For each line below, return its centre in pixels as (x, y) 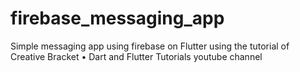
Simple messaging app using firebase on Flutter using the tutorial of (150, 46)
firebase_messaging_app (117, 18)
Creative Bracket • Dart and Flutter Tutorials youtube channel (136, 56)
